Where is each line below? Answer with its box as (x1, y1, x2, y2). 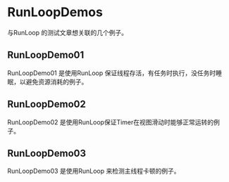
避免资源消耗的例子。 (25, 77, 88, 86)
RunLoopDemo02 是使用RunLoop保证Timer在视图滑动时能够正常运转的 (7, 117, 214, 126)
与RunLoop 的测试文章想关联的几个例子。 (7, 28, 128, 37)
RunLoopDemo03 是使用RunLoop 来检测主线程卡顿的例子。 (7, 167, 180, 176)
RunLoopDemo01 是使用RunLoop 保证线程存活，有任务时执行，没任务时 (7, 68, 216, 77)
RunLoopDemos (7, 4, 104, 20)
